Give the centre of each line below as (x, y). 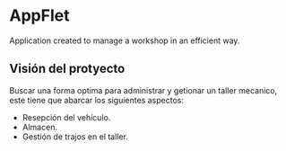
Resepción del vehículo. (66, 117)
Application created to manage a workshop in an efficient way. (125, 40)
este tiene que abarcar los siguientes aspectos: (96, 100)
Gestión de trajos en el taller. (75, 137)
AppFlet (39, 16)
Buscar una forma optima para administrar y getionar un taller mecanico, (143, 90)
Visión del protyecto (67, 69)
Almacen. (40, 127)
